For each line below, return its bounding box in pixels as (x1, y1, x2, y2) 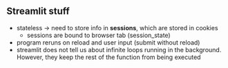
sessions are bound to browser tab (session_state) (26, 31, 171, 39)
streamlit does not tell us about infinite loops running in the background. (16, 45, 222, 54)
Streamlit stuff (6, 5, 70, 17)
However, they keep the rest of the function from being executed (16, 53, 201, 61)
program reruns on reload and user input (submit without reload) (16, 38, 200, 47)
